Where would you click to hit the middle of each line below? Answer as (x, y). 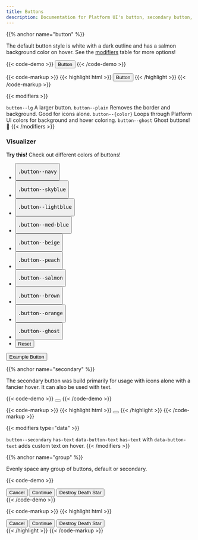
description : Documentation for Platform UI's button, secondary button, (100, 17)
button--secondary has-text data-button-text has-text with (80, 439)
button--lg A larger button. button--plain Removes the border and (88, 107)
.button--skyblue (42, 189)
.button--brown (39, 296)
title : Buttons (25, 12)
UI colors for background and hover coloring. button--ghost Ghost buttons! (98, 120)
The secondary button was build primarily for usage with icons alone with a (98, 381)
